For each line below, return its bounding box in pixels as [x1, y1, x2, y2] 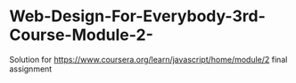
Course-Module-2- [9, 25, 154, 45]
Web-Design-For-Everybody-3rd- [9, 6, 266, 26]
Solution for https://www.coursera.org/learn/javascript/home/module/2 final [9, 54, 288, 64]
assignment [9, 64, 53, 74]
